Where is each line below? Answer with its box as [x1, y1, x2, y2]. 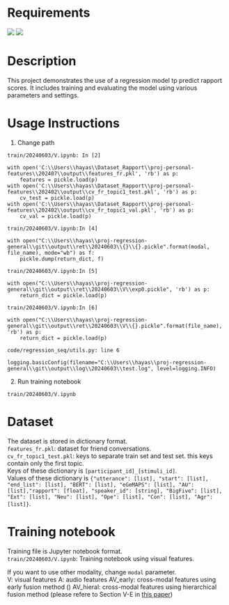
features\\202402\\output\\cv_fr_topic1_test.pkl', [7, 188, 160, 196]
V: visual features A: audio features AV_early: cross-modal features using [7, 575, 216, 583]
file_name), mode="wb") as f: [7, 249, 95, 256]
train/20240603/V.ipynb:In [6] [7, 304, 98, 311]
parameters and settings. [7, 91, 79, 99]
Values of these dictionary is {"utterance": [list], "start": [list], [7, 473, 209, 482]
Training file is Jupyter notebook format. [7, 547, 123, 555]
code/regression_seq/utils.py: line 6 [7, 347, 120, 354]
